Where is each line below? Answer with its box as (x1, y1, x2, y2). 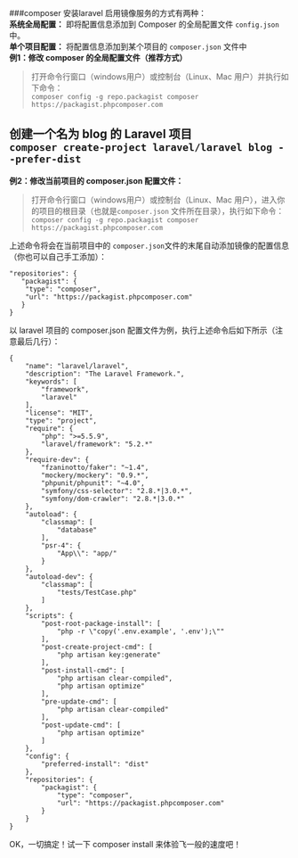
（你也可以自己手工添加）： (9, 251, 107, 261)
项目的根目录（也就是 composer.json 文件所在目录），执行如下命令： (38, 205, 285, 216)
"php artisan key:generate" (56, 650, 162, 659)
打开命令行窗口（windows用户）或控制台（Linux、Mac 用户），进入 (30, 194, 278, 205)
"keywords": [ (25, 377, 77, 386)
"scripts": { (25, 611, 74, 620)
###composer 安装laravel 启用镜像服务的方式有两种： (9, 8, 207, 18)
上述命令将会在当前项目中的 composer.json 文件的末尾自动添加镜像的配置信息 (9, 240, 290, 251)
